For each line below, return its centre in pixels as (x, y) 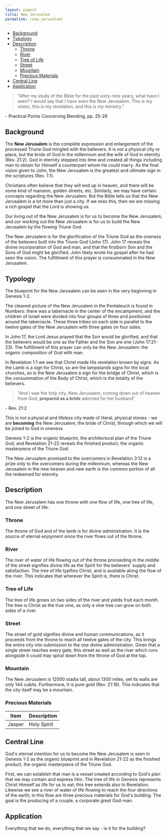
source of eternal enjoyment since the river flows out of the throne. (74, 537)
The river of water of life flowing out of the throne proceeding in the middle (82, 560)
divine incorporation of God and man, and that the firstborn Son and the (79, 247)
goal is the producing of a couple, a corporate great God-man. (69, 801)
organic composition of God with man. (44, 353)
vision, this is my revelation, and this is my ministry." (71, 107)
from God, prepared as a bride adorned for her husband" (76, 398)
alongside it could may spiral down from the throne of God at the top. (76, 655)
